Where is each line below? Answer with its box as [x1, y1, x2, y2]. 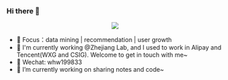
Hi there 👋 [6, 6, 41, 16]
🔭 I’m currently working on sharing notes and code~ [16, 66, 165, 74]
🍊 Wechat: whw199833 [16, 58, 83, 66]
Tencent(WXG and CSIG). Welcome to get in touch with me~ [16, 51, 188, 59]
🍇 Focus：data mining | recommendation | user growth [16, 36, 172, 44]
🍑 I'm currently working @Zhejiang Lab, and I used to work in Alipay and [16, 43, 222, 52]
